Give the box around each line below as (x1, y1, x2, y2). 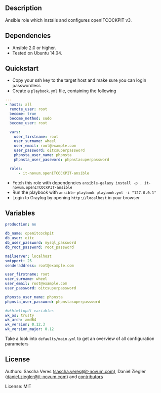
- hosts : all (5, 102, 32, 107)
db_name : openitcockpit (5, 231, 54, 236)
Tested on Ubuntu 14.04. (12, 50, 63, 56)
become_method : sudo (9, 116, 52, 121)
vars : (9, 129, 21, 134)
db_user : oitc (5, 235, 35, 241)
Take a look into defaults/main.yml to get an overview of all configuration (5, 336, 155, 341)
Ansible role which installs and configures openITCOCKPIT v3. (5, 17, 132, 23)
